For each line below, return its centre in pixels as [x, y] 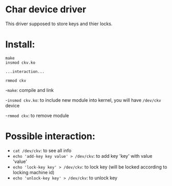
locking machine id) [34, 172]
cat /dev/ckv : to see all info [42, 151]
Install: [20, 44]
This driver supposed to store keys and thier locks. [59, 24]
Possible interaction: [50, 136]
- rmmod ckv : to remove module [37, 115]
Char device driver [46, 10]
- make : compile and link [30, 90]
